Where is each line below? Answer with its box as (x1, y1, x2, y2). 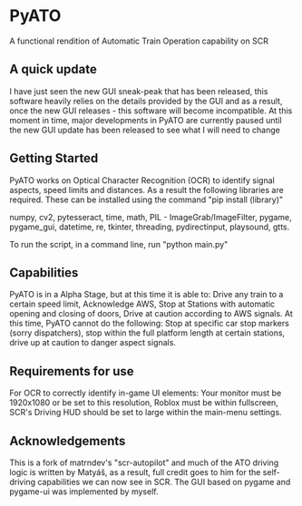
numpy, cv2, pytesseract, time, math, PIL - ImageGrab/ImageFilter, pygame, (9, 211, 292, 222)
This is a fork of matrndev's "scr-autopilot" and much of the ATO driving (9, 457, 279, 468)
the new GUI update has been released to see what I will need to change (9, 124, 281, 135)
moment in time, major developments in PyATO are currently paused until (9, 114, 283, 125)
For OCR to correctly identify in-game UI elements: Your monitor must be (9, 387, 282, 399)
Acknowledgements (9, 433, 126, 449)
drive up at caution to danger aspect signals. (9, 337, 177, 348)
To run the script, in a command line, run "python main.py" (9, 238, 229, 249)
